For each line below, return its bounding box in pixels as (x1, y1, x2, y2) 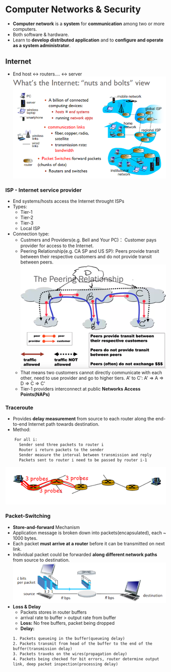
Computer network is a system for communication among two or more (12, 21, 165, 27)
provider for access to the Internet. (20, 242, 94, 249)
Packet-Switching (5, 513, 51, 520)
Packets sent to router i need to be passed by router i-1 (18, 458, 147, 463)
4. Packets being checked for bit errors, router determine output (12, 656, 159, 662)
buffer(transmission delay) (12, 646, 72, 651)
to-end (12, 421, 28, 427)
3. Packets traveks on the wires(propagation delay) (12, 651, 128, 657)
